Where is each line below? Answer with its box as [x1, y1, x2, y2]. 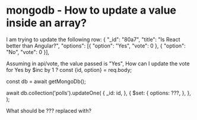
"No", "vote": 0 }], [6, 48, 49, 55]
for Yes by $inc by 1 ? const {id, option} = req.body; [6, 66, 132, 73]
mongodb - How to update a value [6, 4, 177, 17]
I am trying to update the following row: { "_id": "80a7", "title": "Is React [6, 36, 180, 43]
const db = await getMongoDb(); [6, 78, 86, 85]
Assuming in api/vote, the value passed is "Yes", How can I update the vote [6, 60, 190, 67]
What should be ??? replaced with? [6, 107, 92, 114]
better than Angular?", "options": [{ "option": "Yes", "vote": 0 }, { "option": [6, 42, 186, 49]
